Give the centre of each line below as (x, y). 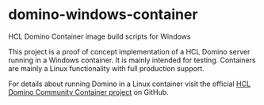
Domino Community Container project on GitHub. (88, 92)
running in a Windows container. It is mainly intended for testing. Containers (132, 60)
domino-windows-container (103, 15)
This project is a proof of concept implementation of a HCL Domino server (129, 51)
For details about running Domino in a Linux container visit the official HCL (130, 84)
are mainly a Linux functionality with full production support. (106, 68)
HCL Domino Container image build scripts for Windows (99, 36)
